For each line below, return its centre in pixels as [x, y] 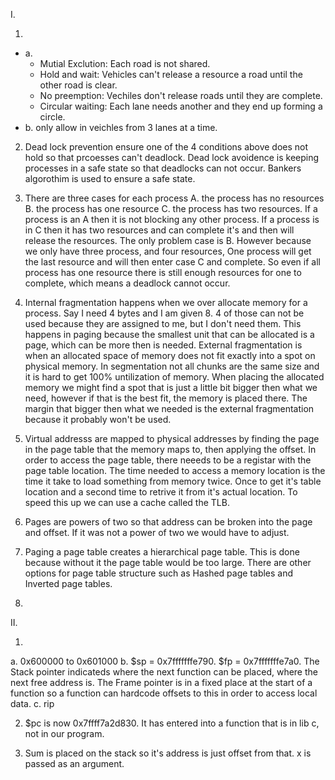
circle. [52, 117]
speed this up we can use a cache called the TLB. [127, 502]
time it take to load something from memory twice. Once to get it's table [173, 481]
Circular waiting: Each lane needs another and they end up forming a [181, 106]
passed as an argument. [74, 763]
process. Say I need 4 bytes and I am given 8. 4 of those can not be [164, 313]
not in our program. [64, 733]
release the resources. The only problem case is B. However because [168, 240]
